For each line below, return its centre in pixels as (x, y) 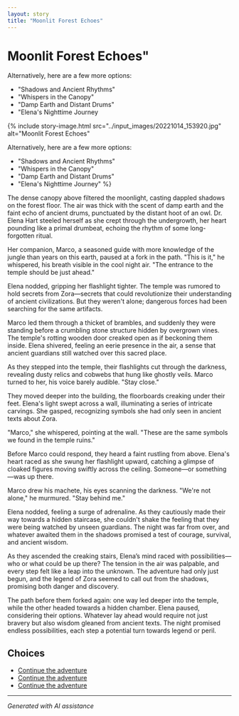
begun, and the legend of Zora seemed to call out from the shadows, (108, 579)
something (211, 469)
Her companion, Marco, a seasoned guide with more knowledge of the (111, 250)
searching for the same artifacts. (55, 309)
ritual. (44, 236)
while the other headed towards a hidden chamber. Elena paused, (104, 608)
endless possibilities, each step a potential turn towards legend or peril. (112, 631)
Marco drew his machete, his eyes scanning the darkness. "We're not (109, 490)
